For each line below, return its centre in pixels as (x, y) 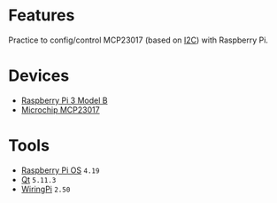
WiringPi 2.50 (46, 189)
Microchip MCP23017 (60, 109)
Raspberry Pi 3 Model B (64, 100)
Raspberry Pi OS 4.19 (60, 170)
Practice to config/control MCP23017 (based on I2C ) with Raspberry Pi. (138, 40)
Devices (39, 76)
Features (42, 16)
